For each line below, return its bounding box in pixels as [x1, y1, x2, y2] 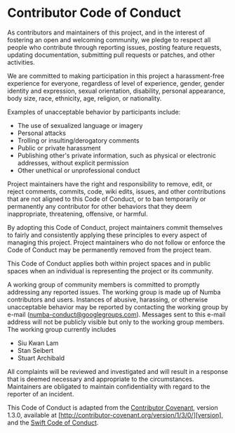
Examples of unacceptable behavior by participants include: [7, 108, 181, 116]
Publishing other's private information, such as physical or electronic [17, 151, 216, 160]
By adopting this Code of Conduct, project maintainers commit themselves [7, 223, 223, 231]
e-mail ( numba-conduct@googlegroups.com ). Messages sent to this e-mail [7, 310, 226, 318]
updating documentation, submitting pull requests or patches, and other [7, 51, 215, 59]
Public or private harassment [17, 143, 101, 152]
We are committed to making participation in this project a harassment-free [7, 72, 224, 80]
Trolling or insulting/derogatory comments [17, 136, 140, 145]
